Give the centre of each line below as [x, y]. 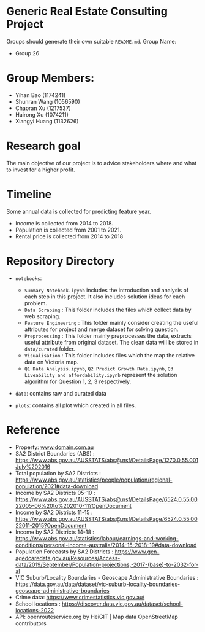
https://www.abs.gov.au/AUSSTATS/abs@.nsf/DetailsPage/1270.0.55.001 [107, 460]
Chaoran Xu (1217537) [43, 108]
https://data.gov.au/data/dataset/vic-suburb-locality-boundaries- [98, 584]
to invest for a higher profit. [41, 170]
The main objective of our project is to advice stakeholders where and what [102, 163]
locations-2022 [35, 610]
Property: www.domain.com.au [54, 447]
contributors [31, 623]
